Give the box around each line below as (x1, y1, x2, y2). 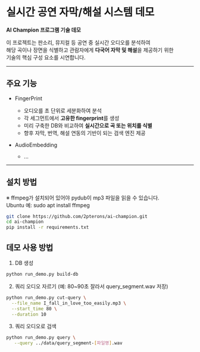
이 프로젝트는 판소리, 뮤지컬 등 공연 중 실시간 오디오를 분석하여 (6, 39, 151, 46)
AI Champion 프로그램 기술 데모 (6, 26, 82, 33)
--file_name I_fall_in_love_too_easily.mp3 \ (11, 300, 127, 306)
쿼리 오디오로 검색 (14, 323, 57, 330)
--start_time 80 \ (11, 306, 58, 311)
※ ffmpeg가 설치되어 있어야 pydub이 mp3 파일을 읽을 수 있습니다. (6, 194, 160, 201)
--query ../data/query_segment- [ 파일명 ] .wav (14, 340, 123, 346)
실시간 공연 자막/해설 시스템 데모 (6, 5, 155, 19)
